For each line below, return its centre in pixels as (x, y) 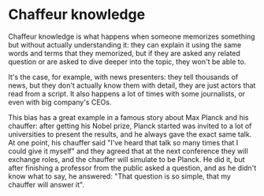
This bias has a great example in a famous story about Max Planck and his (128, 117)
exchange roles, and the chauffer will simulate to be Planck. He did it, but (127, 159)
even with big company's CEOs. (60, 102)
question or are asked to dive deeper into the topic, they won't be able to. (127, 62)
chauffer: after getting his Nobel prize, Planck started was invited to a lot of (130, 126)
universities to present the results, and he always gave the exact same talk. (130, 134)
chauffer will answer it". (46, 184)
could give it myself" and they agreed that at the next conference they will (128, 151)
